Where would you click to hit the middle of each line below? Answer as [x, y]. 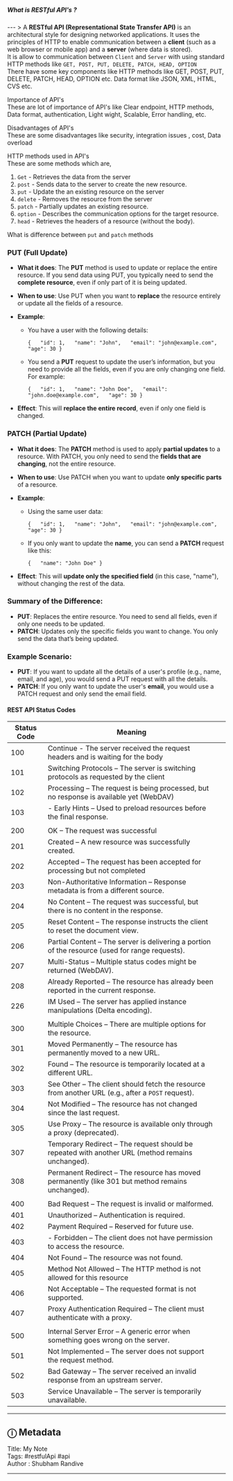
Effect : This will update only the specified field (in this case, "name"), [118, 576]
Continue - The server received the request [119, 748]
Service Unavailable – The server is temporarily [124, 1391]
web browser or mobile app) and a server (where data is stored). [100, 49]
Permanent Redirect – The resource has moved [124, 1173]
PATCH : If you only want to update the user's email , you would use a [115, 687]
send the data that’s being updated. [68, 638]
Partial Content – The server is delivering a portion [129, 942]
